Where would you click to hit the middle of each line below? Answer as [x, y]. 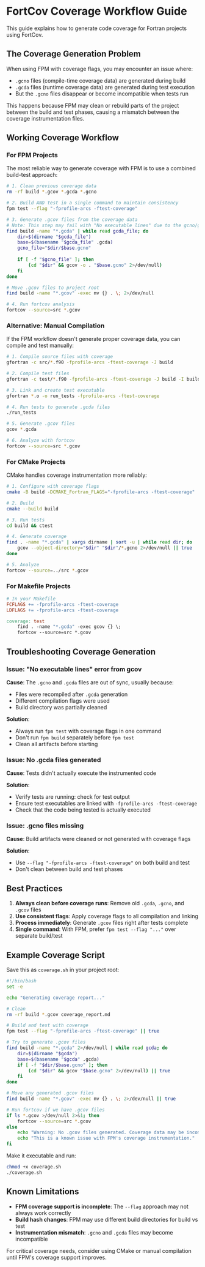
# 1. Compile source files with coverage [60, 357]
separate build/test [39, 936]
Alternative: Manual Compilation [56, 326]
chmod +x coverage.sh [34, 1167]
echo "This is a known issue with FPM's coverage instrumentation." [106, 1138]
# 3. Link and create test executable [56, 390]
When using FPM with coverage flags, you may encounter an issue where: [100, 69]
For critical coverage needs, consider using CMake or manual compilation [99, 1250]
